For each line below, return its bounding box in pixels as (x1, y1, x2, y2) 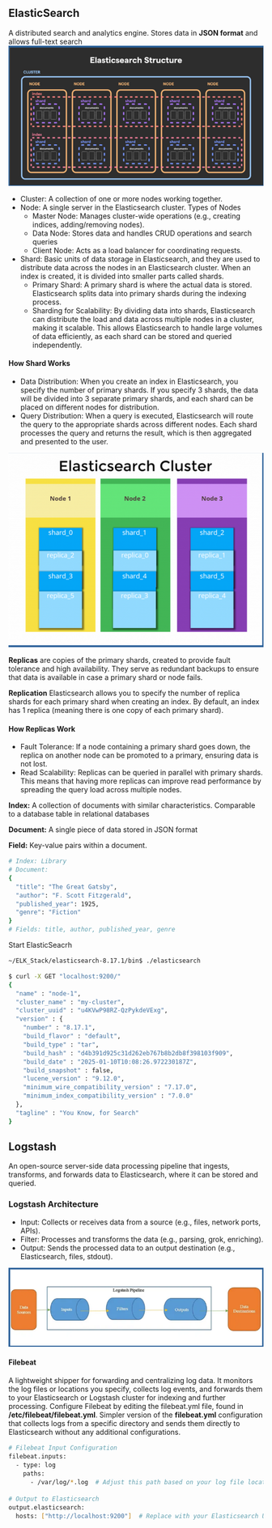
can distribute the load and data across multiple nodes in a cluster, (32, 314, 255, 324)
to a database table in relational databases (8, 809, 150, 819)
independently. (32, 340, 83, 350)
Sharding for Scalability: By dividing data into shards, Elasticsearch (32, 305, 256, 315)
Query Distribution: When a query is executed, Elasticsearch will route (19, 411, 253, 421)
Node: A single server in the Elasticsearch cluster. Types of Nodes (19, 202, 241, 212)
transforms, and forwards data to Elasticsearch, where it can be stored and (8, 1169, 259, 1180)
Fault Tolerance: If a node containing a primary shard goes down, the (19, 742, 251, 752)
